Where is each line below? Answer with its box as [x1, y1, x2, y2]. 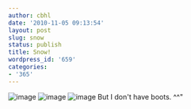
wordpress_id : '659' [8, 56, 77, 64]
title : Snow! [8, 48, 52, 56]
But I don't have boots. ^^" [97, 92, 184, 101]
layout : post [8, 26, 52, 34]
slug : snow [8, 33, 44, 42]
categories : [8, 63, 48, 71]
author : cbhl [8, 11, 52, 20]
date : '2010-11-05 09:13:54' [8, 19, 105, 27]
